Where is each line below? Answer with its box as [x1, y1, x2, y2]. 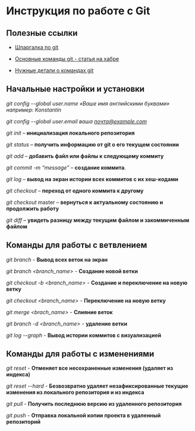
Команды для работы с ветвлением [6, 240, 147, 250]
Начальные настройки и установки [6, 84, 144, 94]
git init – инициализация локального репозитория [6, 129, 135, 137]
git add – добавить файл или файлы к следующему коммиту [6, 152, 164, 159]
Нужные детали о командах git [14, 67, 94, 74]
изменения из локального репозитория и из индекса [6, 389, 144, 396]
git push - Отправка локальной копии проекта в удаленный [6, 412, 161, 419]
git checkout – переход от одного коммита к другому [6, 187, 144, 194]
